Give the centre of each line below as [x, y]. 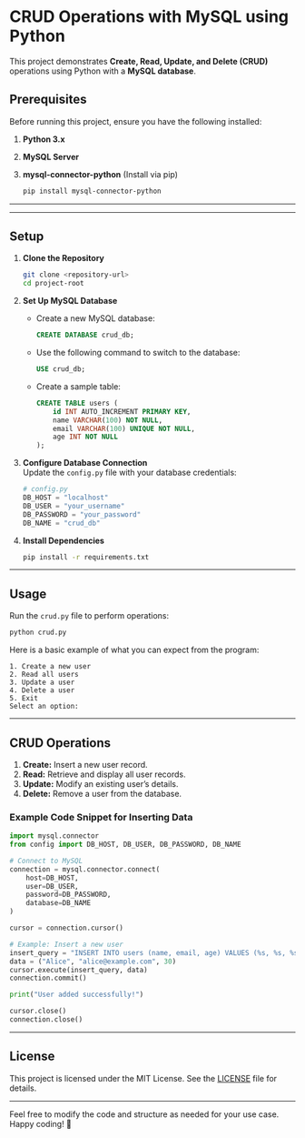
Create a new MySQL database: [96, 318]
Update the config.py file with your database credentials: [130, 473]
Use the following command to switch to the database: [138, 353]
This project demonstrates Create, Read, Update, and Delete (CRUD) [139, 61]
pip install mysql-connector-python [92, 191]
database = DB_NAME [59, 903]
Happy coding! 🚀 [41, 1123]
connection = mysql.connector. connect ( [85, 869]
